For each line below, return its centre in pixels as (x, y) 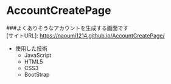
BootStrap (37, 74)
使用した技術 (31, 48)
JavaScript (38, 55)
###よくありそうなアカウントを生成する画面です (68, 28)
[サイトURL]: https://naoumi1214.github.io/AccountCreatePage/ (86, 35)
